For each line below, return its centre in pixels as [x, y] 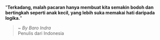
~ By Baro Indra [34, 28]
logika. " [14, 18]
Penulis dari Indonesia [41, 33]
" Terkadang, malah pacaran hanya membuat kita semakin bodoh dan [79, 7]
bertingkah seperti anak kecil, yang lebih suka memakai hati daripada [80, 13]
